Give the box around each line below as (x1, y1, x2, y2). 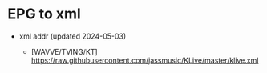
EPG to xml (7, 5, 81, 23)
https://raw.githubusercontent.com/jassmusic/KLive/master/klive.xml (30, 55, 259, 65)
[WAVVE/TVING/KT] (30, 47, 98, 56)
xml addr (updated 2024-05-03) (18, 31, 127, 41)
